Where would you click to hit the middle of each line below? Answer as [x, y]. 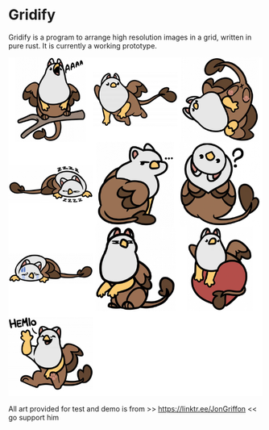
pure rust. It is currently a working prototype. [83, 45]
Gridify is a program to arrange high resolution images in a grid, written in [130, 37]
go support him [34, 417]
